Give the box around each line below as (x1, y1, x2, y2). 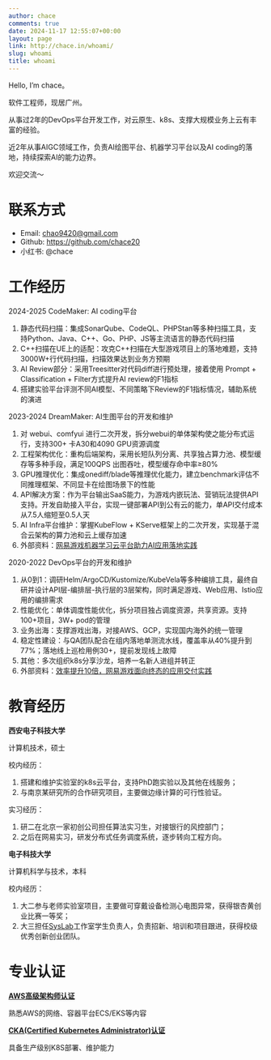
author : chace (8, 11, 57, 20)
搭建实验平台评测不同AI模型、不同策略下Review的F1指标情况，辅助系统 (19, 384, 257, 394)
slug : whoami (8, 49, 53, 58)
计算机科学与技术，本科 (8, 866, 87, 876)
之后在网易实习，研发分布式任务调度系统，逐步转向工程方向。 (19, 831, 227, 841)
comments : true (8, 19, 60, 28)
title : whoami (8, 58, 57, 66)
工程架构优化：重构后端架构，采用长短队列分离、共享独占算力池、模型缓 (19, 449, 261, 459)
